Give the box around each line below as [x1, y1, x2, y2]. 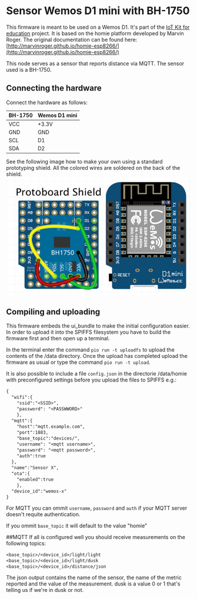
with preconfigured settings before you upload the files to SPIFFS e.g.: [6, 376, 177, 383]
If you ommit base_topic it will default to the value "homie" [6, 522, 148, 530]
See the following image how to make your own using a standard [6, 158, 163, 165]
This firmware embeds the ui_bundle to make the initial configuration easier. [6, 322, 190, 330]
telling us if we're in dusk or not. [6, 587, 84, 594]
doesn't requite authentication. [6, 511, 81, 518]
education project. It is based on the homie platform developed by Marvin [6, 29, 184, 36]
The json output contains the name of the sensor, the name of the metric [6, 574, 182, 581]
